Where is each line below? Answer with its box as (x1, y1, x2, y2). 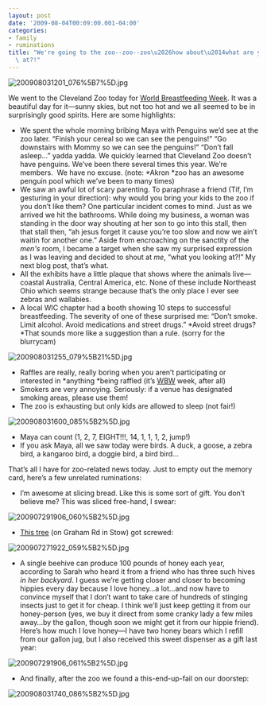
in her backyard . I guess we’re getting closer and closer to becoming (19, 575, 246, 584)
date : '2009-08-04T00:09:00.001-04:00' (8, 19, 141, 27)
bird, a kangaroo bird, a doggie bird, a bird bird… (19, 448, 179, 458)
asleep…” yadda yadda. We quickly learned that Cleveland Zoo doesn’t (19, 150, 252, 160)
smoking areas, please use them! (19, 393, 129, 402)
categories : (8, 26, 48, 34)
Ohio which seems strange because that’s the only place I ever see (19, 285, 239, 295)
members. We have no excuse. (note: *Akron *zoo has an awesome (19, 168, 245, 177)
